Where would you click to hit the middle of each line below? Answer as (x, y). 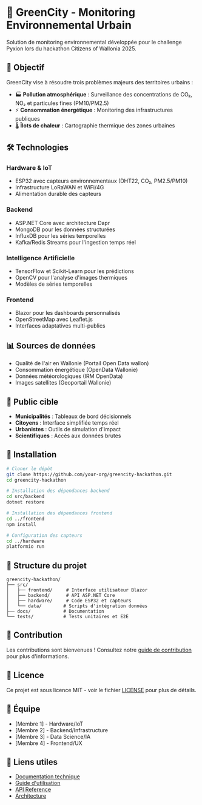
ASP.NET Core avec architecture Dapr (62, 223)
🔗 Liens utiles (32, 762)
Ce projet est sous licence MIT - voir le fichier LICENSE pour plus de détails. (101, 690)
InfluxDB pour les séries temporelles (60, 235)
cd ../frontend (25, 519)
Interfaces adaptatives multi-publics (60, 326)
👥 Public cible (32, 402)
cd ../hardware (25, 541)
